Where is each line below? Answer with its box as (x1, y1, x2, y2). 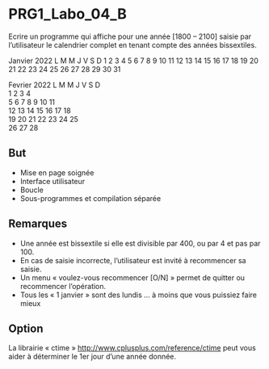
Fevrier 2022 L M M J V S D (8, 80, 101, 90)
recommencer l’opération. (19, 281, 107, 291)
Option (8, 321, 44, 335)
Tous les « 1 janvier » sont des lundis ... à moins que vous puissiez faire (19, 290, 257, 300)
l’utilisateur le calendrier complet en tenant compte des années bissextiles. (8, 40, 257, 49)
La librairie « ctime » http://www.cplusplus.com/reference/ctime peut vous (8, 343, 256, 353)
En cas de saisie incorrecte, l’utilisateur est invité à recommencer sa (19, 255, 246, 265)
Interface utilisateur (19, 176, 86, 186)
